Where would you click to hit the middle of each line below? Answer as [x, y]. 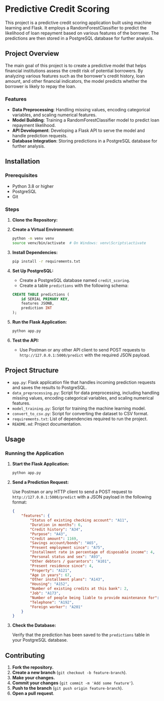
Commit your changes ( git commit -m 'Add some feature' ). [73, 683]
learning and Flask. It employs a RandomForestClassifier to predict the [76, 27]
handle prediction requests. [40, 136]
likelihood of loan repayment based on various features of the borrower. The [82, 33]
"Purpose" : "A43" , [49, 534]
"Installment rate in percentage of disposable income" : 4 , [93, 552]
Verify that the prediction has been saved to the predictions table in [81, 635]
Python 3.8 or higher [33, 186]
